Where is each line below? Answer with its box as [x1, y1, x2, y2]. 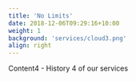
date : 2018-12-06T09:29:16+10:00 [8, 19, 120, 27]
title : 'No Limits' [8, 11, 74, 20]
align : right [8, 42, 52, 50]
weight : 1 [8, 26, 42, 34]
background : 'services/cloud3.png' [8, 34, 127, 43]
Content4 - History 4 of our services [8, 63, 129, 73]
